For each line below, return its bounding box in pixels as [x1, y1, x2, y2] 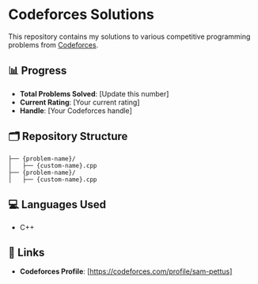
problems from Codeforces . [8, 40, 99, 49]
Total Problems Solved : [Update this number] [19, 89, 169, 98]
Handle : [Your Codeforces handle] [19, 105, 132, 115]
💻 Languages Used [8, 198, 107, 211]
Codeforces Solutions [8, 6, 154, 24]
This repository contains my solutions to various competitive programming [8, 32, 251, 41]
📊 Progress [8, 64, 67, 78]
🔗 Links [8, 245, 45, 259]
